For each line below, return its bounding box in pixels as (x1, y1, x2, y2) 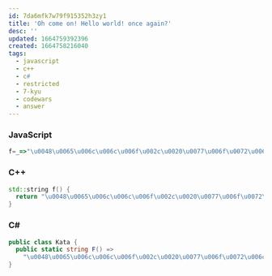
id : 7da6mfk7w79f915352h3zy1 (8, 11, 107, 20)
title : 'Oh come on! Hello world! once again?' (8, 19, 172, 28)
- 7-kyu (15, 87, 42, 96)
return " (15, 192, 45, 201)
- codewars (15, 95, 53, 103)
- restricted (15, 80, 60, 88)
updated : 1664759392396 (8, 34, 89, 43)
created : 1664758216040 (8, 42, 89, 50)
